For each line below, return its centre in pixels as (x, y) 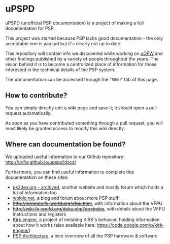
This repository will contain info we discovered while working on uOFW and (84, 53)
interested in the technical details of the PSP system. (60, 70)
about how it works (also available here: (54, 225)
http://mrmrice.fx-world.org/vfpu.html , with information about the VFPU (88, 203)
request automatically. (28, 113)
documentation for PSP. (30, 28)
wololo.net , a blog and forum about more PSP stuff (65, 198)
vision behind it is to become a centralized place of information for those (81, 64)
